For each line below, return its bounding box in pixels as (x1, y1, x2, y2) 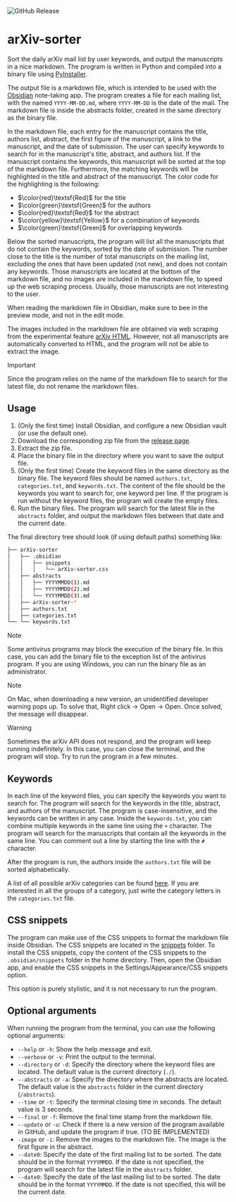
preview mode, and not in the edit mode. (7, 311, 125, 319)
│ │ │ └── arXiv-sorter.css (7, 566, 109, 573)
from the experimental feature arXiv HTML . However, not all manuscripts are (7, 332, 229, 341)
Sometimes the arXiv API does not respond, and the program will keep (7, 737, 211, 746)
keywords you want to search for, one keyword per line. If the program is (17, 488, 229, 497)
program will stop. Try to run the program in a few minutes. (7, 753, 178, 761)
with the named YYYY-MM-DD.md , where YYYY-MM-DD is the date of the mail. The (7, 98, 229, 107)
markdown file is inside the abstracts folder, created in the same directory (7, 106, 222, 114)
